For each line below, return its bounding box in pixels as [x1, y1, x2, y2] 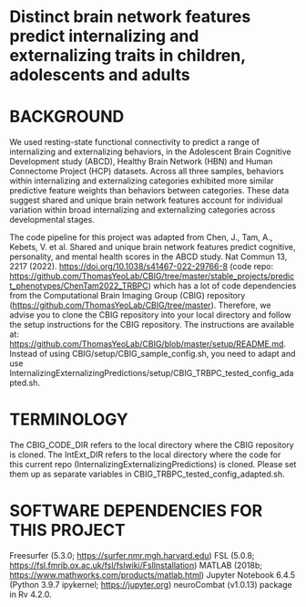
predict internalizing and [9, 26, 199, 47]
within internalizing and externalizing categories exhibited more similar [9, 175, 275, 186]
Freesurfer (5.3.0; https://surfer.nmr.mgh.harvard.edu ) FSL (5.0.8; [9, 550, 255, 560]
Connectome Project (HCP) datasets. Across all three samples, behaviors [9, 166, 284, 177]
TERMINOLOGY [9, 409, 129, 430]
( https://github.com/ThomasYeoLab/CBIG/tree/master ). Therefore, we [9, 299, 271, 311]
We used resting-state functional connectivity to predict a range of [9, 137, 260, 148]
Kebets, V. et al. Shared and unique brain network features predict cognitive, [9, 242, 296, 253]
